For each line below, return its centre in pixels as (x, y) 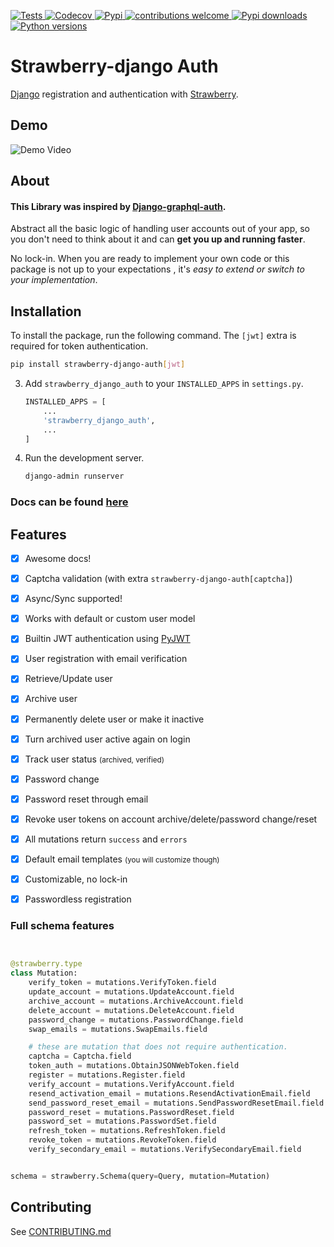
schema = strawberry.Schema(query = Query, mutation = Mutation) (140, 1176)
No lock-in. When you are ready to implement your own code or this (150, 259)
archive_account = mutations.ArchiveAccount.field (136, 1001)
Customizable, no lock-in (76, 879)
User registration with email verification (106, 659)
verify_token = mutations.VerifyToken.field (122, 983)
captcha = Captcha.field (80, 1056)
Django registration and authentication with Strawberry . (124, 94)
